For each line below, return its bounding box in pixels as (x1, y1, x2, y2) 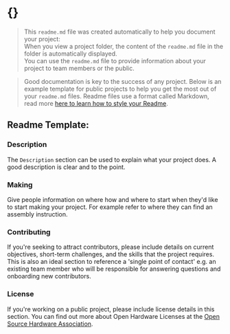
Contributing (7, 227, 51, 236)
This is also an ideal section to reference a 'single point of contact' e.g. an (7, 258, 216, 266)
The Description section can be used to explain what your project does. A (7, 155, 216, 164)
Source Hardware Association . (7, 320, 93, 328)
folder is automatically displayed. (23, 49, 118, 58)
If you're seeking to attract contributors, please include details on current (7, 243, 214, 252)
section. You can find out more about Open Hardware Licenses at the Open (7, 312, 220, 320)
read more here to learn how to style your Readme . (23, 99, 168, 107)
